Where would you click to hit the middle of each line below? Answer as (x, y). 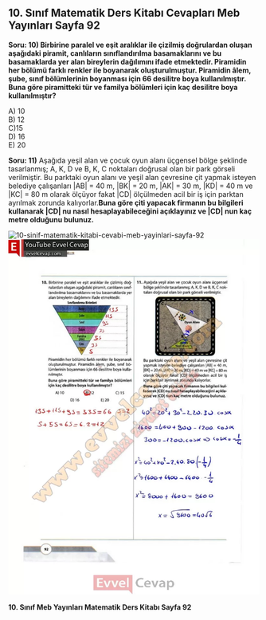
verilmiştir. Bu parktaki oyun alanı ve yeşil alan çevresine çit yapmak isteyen (132, 177)
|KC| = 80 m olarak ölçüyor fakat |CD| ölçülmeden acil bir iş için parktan (126, 194)
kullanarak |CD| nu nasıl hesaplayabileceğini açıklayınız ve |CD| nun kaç (130, 211)
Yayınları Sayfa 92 (55, 26)
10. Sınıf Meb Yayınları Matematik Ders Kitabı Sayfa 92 (100, 607)
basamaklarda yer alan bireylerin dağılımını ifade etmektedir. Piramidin (127, 61)
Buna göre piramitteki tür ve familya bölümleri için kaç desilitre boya (123, 87)
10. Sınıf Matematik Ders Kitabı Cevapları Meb (124, 13)
